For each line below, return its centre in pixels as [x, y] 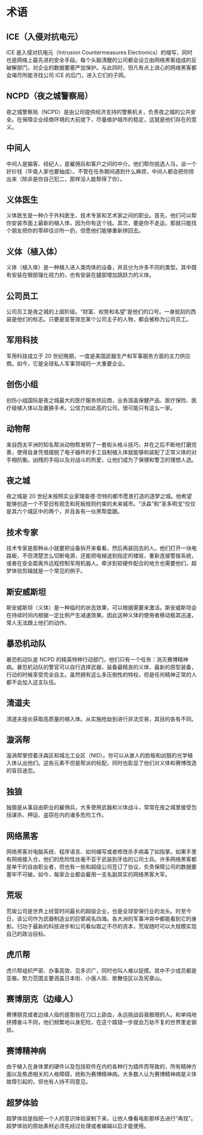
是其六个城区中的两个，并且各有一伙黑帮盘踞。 [64, 511]
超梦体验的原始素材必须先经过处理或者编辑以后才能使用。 [78, 1126]
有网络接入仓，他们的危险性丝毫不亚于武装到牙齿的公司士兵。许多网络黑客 [99, 859]
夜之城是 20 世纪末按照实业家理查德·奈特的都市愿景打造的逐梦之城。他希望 [99, 496]
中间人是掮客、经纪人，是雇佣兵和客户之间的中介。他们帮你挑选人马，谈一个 [101, 164]
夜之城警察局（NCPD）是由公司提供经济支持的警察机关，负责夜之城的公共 [98, 112]
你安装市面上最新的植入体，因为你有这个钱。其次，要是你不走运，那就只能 [99, 223]
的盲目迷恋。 [22, 771]
